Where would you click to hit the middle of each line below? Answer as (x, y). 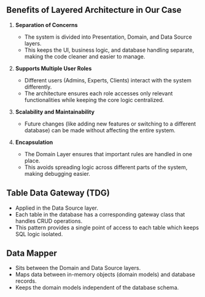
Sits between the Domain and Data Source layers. (78, 268)
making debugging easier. (57, 173)
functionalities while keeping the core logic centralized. (94, 100)
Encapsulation (34, 142)
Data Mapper (32, 254)
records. (26, 281)
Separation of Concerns (46, 25)
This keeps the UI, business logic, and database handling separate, (109, 50)
